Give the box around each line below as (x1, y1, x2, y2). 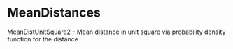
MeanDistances (7, 5, 101, 21)
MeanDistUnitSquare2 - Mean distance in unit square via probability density (7, 28, 226, 36)
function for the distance (7, 35, 78, 43)
